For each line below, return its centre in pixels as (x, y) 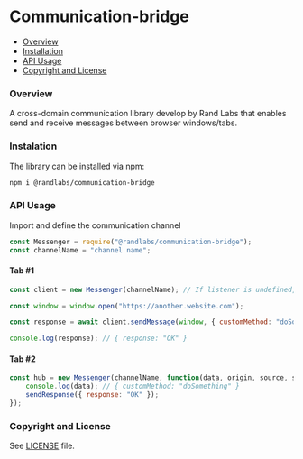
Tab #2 (23, 359)
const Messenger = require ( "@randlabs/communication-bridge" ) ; (131, 242)
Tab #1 (22, 271)
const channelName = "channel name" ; (80, 250)
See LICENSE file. (42, 446)
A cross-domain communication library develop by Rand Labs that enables (148, 114)
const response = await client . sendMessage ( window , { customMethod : (141, 322)
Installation (43, 50)
